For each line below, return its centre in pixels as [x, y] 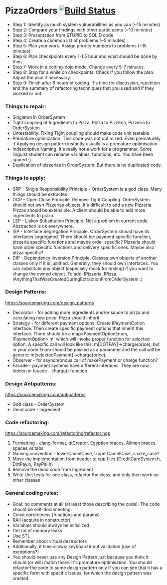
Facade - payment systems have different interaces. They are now [81, 365]
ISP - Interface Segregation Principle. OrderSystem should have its [81, 231]
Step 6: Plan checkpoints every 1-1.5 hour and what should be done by [85, 56]
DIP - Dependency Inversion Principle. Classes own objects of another [84, 258]
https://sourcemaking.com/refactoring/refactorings [58, 433]
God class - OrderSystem [38, 404]
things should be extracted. [40, 194]
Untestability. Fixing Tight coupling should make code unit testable [81, 133]
